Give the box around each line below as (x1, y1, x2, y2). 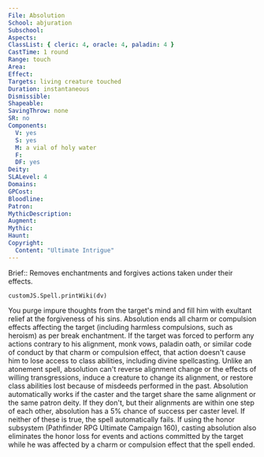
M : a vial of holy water (15, 144, 97, 152)
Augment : (8, 217, 37, 225)
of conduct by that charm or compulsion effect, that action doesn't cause (8, 347, 246, 357)
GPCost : (8, 187, 34, 196)
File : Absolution (8, 11, 65, 20)
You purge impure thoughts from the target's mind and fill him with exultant (8, 305, 252, 315)
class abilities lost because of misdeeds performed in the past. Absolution (8, 380, 248, 391)
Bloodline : (8, 195, 44, 203)
